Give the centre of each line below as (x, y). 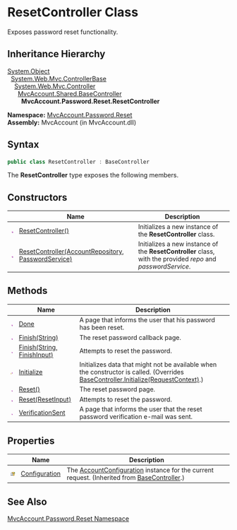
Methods (28, 291)
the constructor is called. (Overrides (132, 372)
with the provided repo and (177, 259)
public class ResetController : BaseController (79, 162)
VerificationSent (42, 413)
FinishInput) (36, 355)
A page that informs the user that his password (147, 320)
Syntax (23, 145)
